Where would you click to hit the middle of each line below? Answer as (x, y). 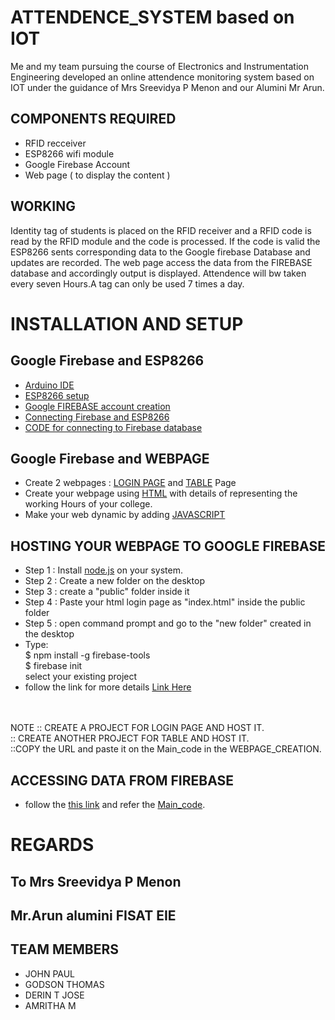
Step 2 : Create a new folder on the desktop (114, 581)
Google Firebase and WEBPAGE (110, 458)
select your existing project (81, 677)
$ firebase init (53, 666)
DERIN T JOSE (54, 995)
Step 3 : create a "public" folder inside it (107, 592)
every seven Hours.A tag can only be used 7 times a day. (127, 283)
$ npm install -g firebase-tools (87, 655)
